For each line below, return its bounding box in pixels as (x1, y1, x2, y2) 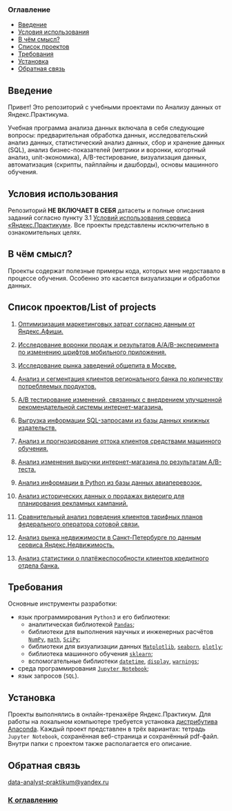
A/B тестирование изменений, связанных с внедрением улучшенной (17, 395, 222, 404)
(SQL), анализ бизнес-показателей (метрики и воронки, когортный (8, 146, 206, 154)
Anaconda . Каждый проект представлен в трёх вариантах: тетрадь (8, 725, 206, 734)
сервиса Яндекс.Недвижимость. (17, 541, 115, 549)
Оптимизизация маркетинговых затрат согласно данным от (17, 319, 195, 328)
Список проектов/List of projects (8, 301, 157, 313)
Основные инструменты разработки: (8, 599, 117, 608)
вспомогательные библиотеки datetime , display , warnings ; (28, 657, 200, 665)
